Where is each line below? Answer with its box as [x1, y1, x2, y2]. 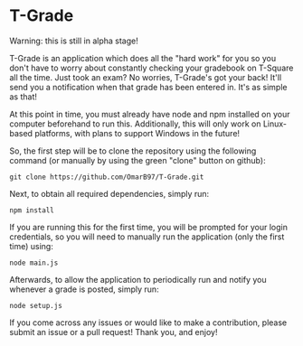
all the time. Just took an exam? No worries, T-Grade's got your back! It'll [9, 71, 282, 82]
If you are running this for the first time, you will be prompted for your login [9, 221, 288, 232]
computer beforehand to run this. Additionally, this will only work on [9, 118, 261, 129]
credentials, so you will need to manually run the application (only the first [9, 231, 285, 242]
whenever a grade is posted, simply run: [9, 284, 160, 295]
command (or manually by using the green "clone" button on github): [9, 154, 266, 165]
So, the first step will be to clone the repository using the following [9, 145, 257, 156]
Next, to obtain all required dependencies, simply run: [9, 188, 210, 199]
